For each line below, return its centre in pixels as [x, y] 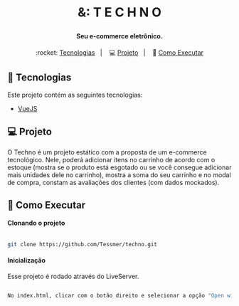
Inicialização [27, 260]
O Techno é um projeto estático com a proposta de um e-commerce [107, 152]
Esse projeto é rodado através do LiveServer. [73, 276]
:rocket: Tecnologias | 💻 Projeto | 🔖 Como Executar [119, 52]
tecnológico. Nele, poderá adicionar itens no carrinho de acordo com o [111, 160]
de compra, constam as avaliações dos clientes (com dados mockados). [113, 183]
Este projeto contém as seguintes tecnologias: [75, 95]
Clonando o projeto [36, 223]
